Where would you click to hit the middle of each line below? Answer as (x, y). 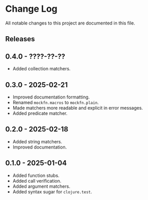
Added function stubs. (36, 175)
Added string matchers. (37, 141)
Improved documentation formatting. (51, 97)
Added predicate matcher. (40, 113)
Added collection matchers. (41, 69)
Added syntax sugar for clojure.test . (52, 191)
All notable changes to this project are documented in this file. (70, 23)
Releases (20, 39)
